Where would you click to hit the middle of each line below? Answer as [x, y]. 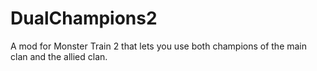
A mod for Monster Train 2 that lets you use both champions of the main [159, 46]
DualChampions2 [84, 18]
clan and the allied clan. [59, 56]
